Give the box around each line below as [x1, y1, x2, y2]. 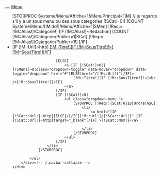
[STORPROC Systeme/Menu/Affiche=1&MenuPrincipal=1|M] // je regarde [12, 13, 158, 19]
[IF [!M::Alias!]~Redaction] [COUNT [59, 29, 130, 34]
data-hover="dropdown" [88, 67, 134, 72]
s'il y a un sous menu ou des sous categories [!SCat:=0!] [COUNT [12, 18, 144, 24]
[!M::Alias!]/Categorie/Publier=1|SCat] [12, 34, 88, 39]
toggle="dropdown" [12, 71, 49, 76]
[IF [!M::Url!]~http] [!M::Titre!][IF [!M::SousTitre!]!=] [12, 44, 114, 49]
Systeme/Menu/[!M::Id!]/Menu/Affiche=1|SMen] [12, 23, 108, 29]
